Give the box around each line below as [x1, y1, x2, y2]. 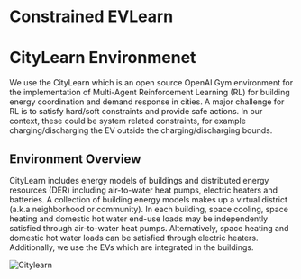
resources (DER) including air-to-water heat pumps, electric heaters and [9, 184, 278, 195]
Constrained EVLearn [9, 6, 174, 27]
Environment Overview [9, 151, 141, 166]
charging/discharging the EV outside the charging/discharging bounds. [9, 125, 273, 136]
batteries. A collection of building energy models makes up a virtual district [9, 193, 288, 204]
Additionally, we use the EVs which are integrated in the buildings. [9, 241, 254, 253]
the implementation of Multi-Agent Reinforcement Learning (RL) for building [9, 87, 290, 98]
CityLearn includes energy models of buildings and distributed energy [9, 175, 269, 185]
